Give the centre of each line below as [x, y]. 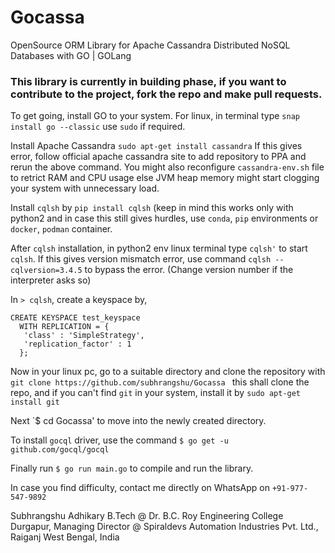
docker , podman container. [61, 229]
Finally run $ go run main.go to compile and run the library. [132, 468]
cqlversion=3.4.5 [46, 271]
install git [35, 402]
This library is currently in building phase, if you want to [148, 81]
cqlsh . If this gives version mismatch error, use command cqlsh [141, 259]
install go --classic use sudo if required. [98, 127]
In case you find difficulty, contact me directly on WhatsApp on [140, 488]
